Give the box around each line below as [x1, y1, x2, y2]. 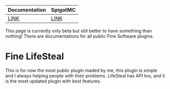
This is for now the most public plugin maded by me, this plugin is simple [5, 67, 157, 73]
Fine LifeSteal [5, 51, 64, 62]
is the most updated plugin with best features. [5, 78, 101, 84]
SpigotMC [51, 7, 76, 13]
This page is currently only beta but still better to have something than [5, 28, 152, 34]
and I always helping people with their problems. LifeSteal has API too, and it [5, 72, 165, 78]
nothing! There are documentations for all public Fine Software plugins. [5, 33, 154, 39]
